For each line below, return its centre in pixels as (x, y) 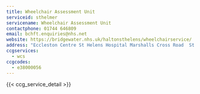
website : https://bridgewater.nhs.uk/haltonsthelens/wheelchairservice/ (99, 40)
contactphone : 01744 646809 (41, 28)
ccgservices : (23, 51)
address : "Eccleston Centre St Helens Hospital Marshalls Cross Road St (101, 46)
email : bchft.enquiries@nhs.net (47, 34)
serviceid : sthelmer (32, 17)
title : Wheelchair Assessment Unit (51, 12)
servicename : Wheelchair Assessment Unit (59, 23)
